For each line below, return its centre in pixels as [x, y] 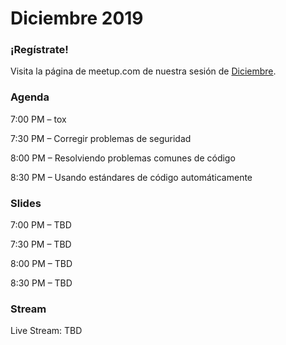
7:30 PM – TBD [41, 244]
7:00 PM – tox [38, 119]
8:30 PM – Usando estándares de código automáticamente [131, 177]
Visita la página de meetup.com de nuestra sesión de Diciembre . [143, 71]
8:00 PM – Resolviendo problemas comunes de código [123, 158]
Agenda [30, 97]
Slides [26, 203]
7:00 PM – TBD [41, 225]
